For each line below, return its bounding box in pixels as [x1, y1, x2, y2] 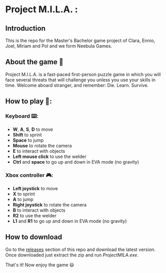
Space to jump [12, 137, 44, 143]
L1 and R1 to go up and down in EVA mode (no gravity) [12, 218, 127, 224]
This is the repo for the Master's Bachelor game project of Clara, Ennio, [5, 37, 155, 43]
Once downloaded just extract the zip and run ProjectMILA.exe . [5, 252, 139, 258]
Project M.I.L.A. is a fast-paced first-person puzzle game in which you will [5, 71, 161, 77]
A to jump [12, 196, 34, 202]
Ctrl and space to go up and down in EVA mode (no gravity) [12, 158, 139, 165]
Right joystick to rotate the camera [12, 201, 87, 208]
